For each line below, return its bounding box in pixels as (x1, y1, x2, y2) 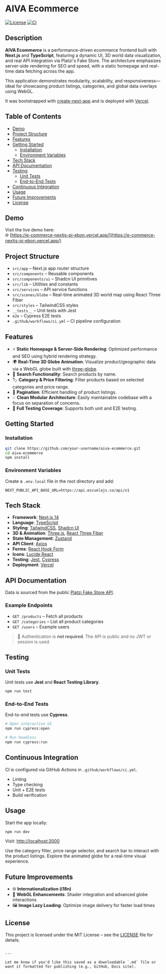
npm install (5, 455, 30, 460)
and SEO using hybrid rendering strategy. (12, 353, 97, 359)
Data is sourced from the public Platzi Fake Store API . (5, 590, 114, 596)
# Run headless (5, 735, 37, 740)
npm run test (5, 689, 32, 694)
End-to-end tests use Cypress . (5, 712, 69, 718)
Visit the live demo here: (5, 227, 55, 233)
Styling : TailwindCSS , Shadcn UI (12, 525, 79, 531)
